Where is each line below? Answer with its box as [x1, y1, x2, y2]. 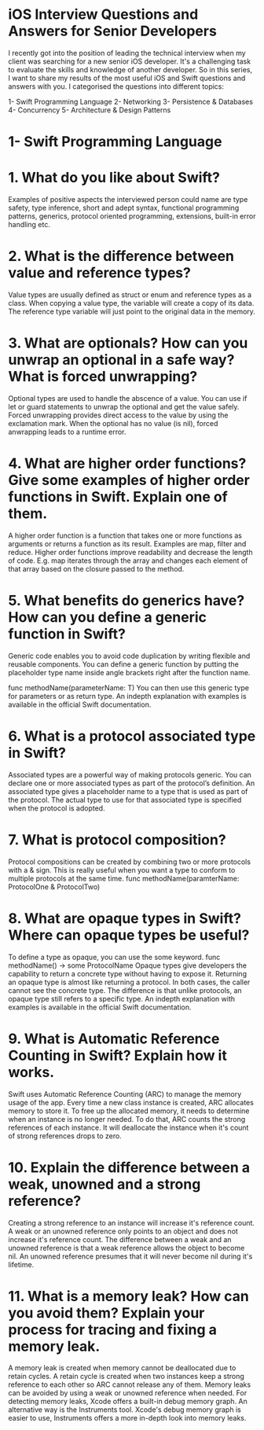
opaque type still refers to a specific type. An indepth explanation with [8, 994, 236, 1003]
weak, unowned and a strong [8, 1175, 201, 1193]
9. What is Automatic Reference [8, 1030, 220, 1047]
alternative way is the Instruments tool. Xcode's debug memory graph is [8, 1405, 241, 1414]
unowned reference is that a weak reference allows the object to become [8, 1243, 245, 1252]
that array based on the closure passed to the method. [8, 564, 185, 573]
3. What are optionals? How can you [8, 334, 248, 352]
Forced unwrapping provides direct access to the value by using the [8, 410, 229, 420]
